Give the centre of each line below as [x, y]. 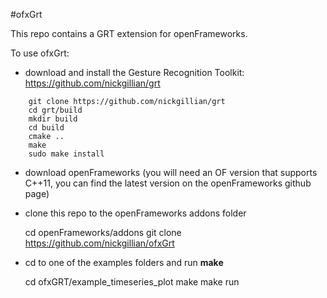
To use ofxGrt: [40, 53]
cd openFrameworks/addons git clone [103, 232]
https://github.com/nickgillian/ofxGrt [99, 243]
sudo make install [66, 154]
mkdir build [53, 119]
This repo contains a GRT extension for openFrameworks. [129, 33]
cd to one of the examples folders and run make [124, 262]
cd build [46, 128]
